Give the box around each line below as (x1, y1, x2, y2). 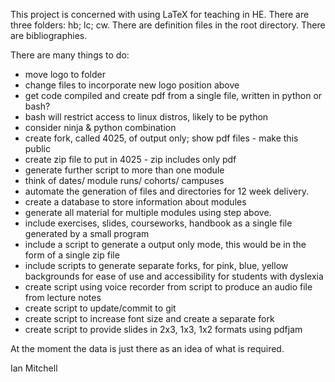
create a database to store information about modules (24, 196, 247, 208)
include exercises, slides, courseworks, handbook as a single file (24, 217, 293, 229)
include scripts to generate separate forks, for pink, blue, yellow (24, 260, 289, 271)
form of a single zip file (24, 249, 120, 261)
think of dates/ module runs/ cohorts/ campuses (24, 175, 225, 186)
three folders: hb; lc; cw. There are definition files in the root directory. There (10, 19, 326, 31)
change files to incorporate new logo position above (24, 79, 240, 91)
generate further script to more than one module (24, 164, 225, 176)
